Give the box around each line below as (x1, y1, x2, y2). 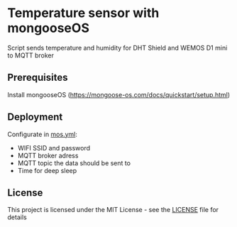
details (7, 213, 27, 221)
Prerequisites (7, 72, 68, 84)
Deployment (7, 111, 63, 123)
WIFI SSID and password (17, 143, 91, 152)
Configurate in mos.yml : (7, 130, 78, 138)
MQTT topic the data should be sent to (17, 158, 131, 167)
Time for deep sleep (17, 166, 77, 175)
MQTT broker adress (17, 151, 79, 160)
